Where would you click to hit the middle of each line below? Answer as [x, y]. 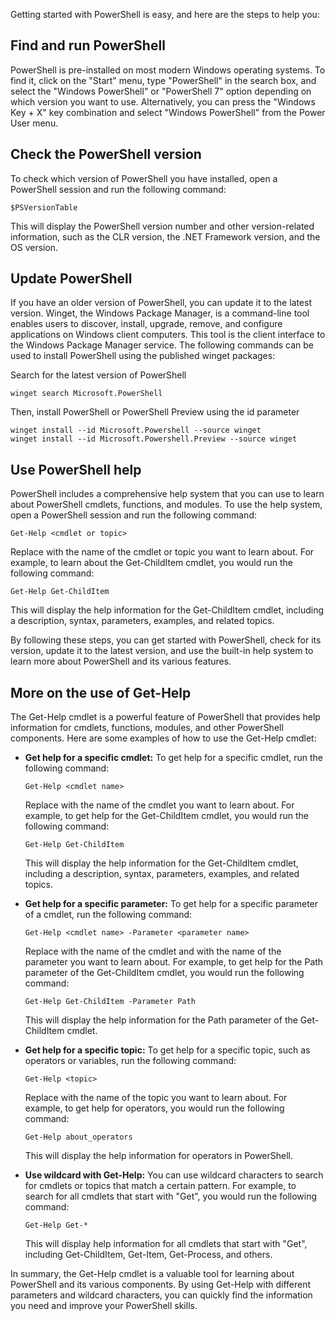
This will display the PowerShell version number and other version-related [162, 226]
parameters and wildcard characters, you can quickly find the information [161, 1295]
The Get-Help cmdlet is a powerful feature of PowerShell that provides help [165, 717]
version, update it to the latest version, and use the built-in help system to [162, 651]
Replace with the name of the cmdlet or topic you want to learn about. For [162, 552]
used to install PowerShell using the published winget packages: [143, 356]
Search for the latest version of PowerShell [98, 375]
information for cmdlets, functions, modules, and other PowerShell [147, 728]
